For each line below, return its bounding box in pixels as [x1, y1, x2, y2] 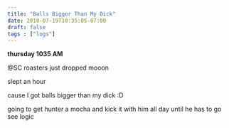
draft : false [7, 23, 46, 31]
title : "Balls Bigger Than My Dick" [7, 10, 116, 18]
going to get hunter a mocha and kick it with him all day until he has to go [7, 105, 222, 114]
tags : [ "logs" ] [7, 30, 55, 38]
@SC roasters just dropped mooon [7, 63, 109, 72]
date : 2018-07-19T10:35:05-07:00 [7, 17, 107, 24]
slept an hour [7, 78, 46, 86]
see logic [7, 112, 34, 121]
